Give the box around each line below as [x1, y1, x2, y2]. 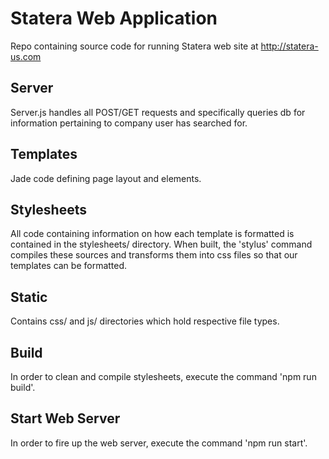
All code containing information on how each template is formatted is [10, 228, 295, 240]
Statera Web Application [10, 7, 218, 30]
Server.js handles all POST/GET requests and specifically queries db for [10, 106, 306, 118]
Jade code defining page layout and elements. [10, 172, 202, 184]
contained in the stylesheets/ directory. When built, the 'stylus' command [10, 238, 313, 251]
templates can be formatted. [10, 260, 128, 272]
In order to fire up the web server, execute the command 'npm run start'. [10, 437, 308, 449]
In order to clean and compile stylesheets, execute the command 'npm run [10, 371, 317, 382]
